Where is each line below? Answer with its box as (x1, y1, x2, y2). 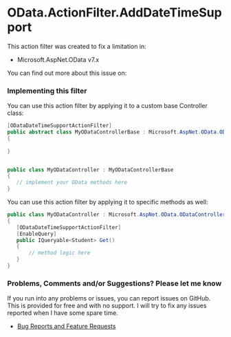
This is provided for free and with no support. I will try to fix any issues (7, 301, 207, 310)
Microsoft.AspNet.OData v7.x (16, 55, 100, 63)
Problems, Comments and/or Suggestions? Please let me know (7, 279, 222, 288)
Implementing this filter (7, 86, 87, 96)
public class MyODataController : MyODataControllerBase (7, 166, 174, 173)
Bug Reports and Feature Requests (16, 322, 116, 331)
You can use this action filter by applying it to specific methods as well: (7, 198, 208, 206)
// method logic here (28, 250, 91, 257)
